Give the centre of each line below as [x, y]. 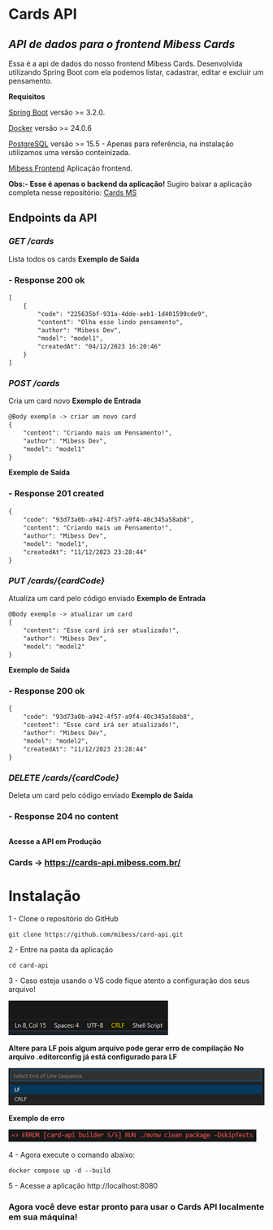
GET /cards [31, 241]
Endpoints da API [53, 218]
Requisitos [27, 97]
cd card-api [28, 965]
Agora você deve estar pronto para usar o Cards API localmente [136, 1206]
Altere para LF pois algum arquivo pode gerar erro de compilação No [126, 1048]
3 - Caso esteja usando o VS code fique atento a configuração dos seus [129, 981]
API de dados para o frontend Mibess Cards [122, 44]
